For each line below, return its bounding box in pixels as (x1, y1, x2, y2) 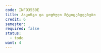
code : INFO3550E (5, 7, 39, 13)
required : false (5, 26, 39, 31)
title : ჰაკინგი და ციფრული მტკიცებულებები (5, 12, 96, 17)
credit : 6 (5, 17, 26, 22)
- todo (10, 36, 24, 41)
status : (5, 31, 22, 36)
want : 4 (5, 40, 22, 45)
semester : (5, 21, 26, 27)
